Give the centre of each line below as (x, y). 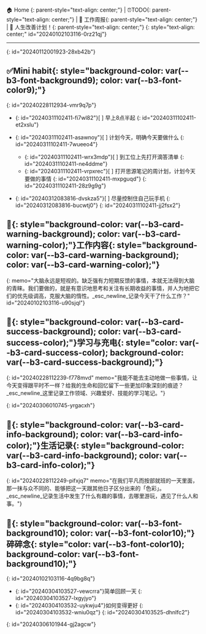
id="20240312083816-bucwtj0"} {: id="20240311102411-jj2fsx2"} (98, 205)
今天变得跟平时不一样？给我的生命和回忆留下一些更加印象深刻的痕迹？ (95, 385)
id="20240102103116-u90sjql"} (46, 303)
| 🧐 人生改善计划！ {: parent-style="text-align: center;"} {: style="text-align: (101, 27)
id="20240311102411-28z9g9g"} (65, 186)
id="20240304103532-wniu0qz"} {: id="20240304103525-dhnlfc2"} (102, 612)
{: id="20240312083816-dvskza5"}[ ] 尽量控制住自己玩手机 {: (93, 198)
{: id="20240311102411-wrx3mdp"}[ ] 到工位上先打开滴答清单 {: (104, 157)
